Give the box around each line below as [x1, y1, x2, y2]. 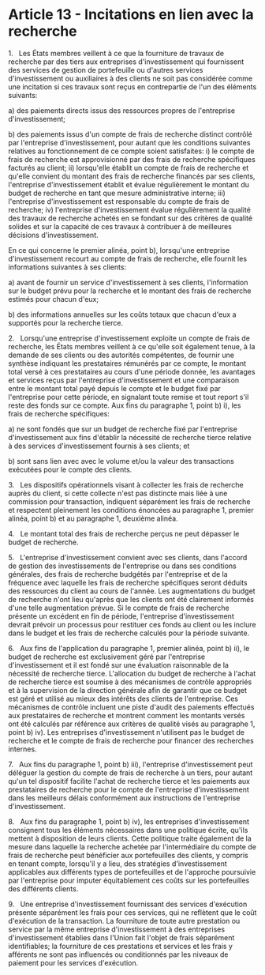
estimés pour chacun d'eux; [8, 294, 99, 303]
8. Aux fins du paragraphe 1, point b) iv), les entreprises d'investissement [8, 816, 250, 826]
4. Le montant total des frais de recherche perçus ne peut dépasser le [8, 529, 240, 538]
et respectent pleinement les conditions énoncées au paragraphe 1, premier [8, 505, 254, 514]
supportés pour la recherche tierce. [8, 318, 124, 327]
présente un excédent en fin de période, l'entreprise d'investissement [8, 611, 234, 621]
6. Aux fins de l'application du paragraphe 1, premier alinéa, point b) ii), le [8, 643, 250, 653]
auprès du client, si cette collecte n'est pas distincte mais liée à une [8, 488, 228, 498]
